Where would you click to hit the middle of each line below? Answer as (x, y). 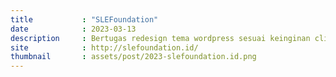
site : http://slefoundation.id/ (104, 47)
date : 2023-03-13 (73, 29)
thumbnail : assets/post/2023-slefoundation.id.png (133, 57)
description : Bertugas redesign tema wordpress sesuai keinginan (160, 38)
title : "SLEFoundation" (84, 19)
